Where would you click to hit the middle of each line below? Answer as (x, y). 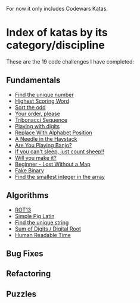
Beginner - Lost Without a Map (52, 164)
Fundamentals (33, 81)
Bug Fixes (25, 253)
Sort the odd (30, 107)
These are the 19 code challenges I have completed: (70, 61)
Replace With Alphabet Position (53, 132)
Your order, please (38, 113)
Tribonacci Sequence (41, 120)
